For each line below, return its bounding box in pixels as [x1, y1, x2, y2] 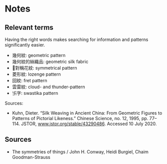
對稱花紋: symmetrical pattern [15, 65, 78, 71]
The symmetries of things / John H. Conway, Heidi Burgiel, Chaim [12, 148, 149, 154]
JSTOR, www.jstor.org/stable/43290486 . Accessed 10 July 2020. [21, 121, 157, 127]
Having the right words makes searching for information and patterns [5, 36, 148, 42]
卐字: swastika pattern [12, 90, 59, 96]
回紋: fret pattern [12, 78, 47, 83]
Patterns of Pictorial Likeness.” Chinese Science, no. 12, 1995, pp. [12, 116, 148, 121]
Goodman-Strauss [12, 154, 51, 160]
